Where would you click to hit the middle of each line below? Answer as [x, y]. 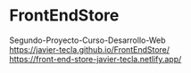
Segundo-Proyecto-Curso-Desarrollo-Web [87, 40]
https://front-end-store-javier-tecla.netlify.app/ [95, 59]
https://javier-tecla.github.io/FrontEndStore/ [90, 49]
